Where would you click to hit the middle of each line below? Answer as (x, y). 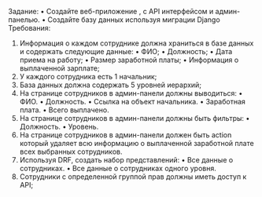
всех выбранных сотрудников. (71, 151)
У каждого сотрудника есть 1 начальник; (88, 77)
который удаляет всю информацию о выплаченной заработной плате (137, 143)
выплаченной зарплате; (59, 68)
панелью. (24, 20)
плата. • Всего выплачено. (64, 110)
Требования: (30, 28)
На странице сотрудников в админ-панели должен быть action (125, 135)
